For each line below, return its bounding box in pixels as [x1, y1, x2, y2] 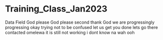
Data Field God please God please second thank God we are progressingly [5, 19, 155, 25]
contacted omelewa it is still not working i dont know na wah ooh [5, 29, 135, 35]
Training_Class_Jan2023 [5, 3, 108, 14]
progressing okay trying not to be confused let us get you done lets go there [5, 24, 158, 30]
